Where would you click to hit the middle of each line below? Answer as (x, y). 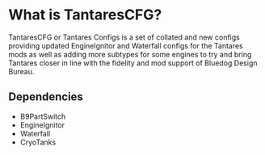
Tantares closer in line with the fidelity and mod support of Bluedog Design (133, 63)
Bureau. (21, 71)
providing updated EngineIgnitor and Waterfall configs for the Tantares (126, 45)
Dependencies (46, 97)
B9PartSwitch (43, 116)
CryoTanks (38, 142)
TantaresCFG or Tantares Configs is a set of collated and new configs (124, 37)
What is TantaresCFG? (85, 15)
